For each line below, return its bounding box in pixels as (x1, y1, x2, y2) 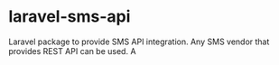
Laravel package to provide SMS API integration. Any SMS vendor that (8, 36, 270, 47)
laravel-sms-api (8, 6, 131, 27)
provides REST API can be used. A (8, 45, 136, 56)
